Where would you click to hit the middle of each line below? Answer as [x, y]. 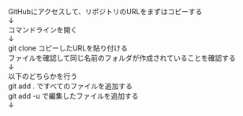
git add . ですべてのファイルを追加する [70, 86]
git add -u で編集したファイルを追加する [74, 96]
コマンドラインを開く [43, 30]
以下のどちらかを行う [43, 76]
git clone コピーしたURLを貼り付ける [68, 48]
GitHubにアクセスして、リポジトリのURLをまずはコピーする [105, 11]
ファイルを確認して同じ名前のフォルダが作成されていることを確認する [122, 58]
